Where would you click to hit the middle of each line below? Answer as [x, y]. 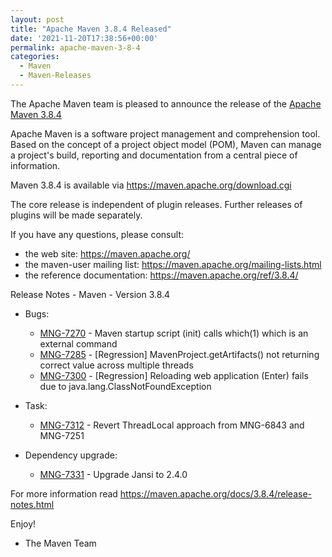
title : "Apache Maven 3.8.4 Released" [91, 29]
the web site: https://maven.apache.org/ [107, 253]
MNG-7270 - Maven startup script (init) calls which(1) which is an [174, 333]
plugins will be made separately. [76, 215]
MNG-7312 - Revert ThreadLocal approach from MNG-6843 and [172, 425]
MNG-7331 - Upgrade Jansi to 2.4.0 [113, 474]
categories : [35, 57]
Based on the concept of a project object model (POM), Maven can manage [166, 144]
